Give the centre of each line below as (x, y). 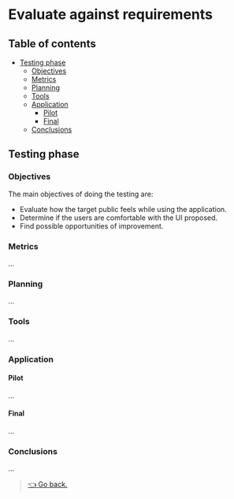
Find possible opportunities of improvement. (91, 225)
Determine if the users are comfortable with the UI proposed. (119, 218)
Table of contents (52, 44)
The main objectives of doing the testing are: (81, 194)
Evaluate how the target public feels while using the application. (123, 209)
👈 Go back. (47, 484)
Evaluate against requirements (110, 15)
